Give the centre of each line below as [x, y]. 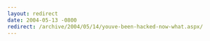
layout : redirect [33, 14]
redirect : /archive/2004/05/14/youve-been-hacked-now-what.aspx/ [105, 26]
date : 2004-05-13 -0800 [42, 20]
